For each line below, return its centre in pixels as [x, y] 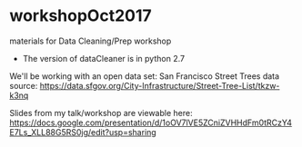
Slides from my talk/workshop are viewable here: [101, 113]
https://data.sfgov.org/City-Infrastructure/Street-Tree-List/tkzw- [160, 85]
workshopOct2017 [81, 16]
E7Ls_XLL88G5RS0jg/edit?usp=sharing [83, 132]
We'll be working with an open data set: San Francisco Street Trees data [145, 76]
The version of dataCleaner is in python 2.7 [103, 58]
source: [24, 85]
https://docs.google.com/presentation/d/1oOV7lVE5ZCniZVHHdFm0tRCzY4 [151, 122]
